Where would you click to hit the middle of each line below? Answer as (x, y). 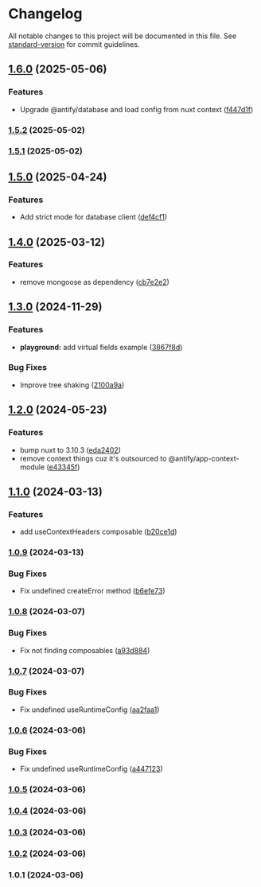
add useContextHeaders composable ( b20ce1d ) (98, 532)
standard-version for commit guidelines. (74, 44)
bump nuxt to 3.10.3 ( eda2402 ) (70, 449)
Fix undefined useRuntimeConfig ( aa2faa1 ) (90, 710)
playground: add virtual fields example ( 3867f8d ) (101, 347)
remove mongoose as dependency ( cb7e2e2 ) (94, 282)
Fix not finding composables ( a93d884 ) (85, 650)
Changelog (45, 14)
